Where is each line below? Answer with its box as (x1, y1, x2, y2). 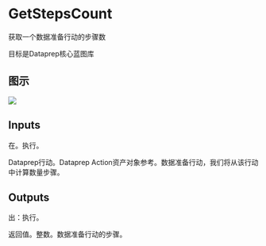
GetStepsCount (8, 5, 113, 23)
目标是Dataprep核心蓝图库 (8, 48, 94, 58)
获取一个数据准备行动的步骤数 (8, 32, 106, 41)
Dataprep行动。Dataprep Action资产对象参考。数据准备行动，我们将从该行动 (8, 157, 259, 167)
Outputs (8, 190, 50, 204)
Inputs (8, 118, 41, 132)
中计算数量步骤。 (8, 167, 64, 177)
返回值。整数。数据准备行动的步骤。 (8, 229, 127, 239)
